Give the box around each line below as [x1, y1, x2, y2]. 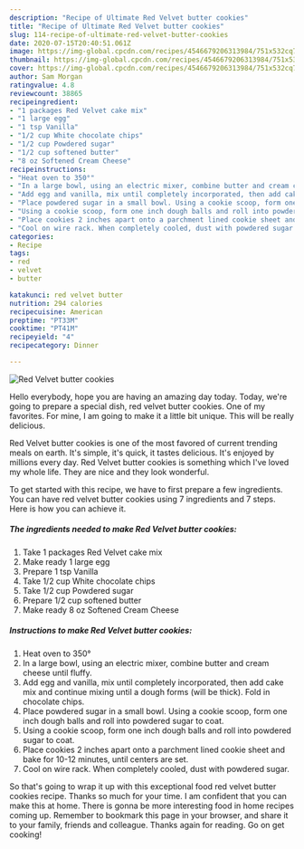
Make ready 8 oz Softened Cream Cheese [22, 604, 179, 615]
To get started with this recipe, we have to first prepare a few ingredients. [9, 483, 283, 494]
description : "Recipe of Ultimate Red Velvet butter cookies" [9, 13, 249, 23]
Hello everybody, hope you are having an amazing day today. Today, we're [9, 391, 288, 402]
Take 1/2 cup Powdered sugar [22, 585, 134, 596]
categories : [9, 232, 54, 241]
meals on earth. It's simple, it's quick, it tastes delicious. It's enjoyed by [9, 447, 274, 458]
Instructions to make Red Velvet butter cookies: [9, 625, 193, 636]
